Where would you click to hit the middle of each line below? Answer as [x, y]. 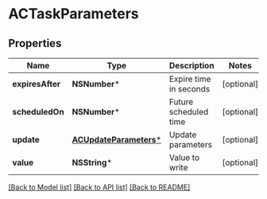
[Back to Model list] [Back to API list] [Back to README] [99, 187]
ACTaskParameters [74, 14]
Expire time [190, 79]
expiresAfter [37, 84]
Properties [35, 43]
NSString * [92, 162]
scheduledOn [39, 112]
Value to [184, 158]
